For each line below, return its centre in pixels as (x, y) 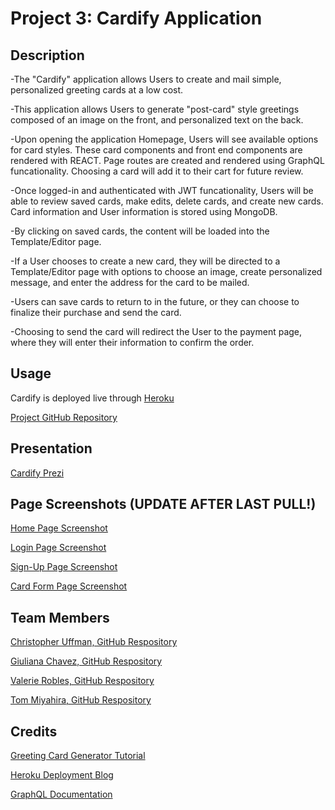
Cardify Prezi (37, 473)
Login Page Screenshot (58, 548)
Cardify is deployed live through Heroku (92, 398)
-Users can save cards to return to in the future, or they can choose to (155, 301)
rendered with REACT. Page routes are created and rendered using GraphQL (167, 160)
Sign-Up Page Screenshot (64, 567)
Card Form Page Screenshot (69, 586)
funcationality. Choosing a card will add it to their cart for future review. (157, 171)
